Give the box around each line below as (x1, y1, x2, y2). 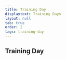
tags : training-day (5, 29, 44, 34)
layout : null (5, 16, 31, 21)
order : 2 (5, 25, 23, 30)
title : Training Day (5, 7, 47, 12)
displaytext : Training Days (5, 12, 62, 16)
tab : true (5, 20, 25, 25)
